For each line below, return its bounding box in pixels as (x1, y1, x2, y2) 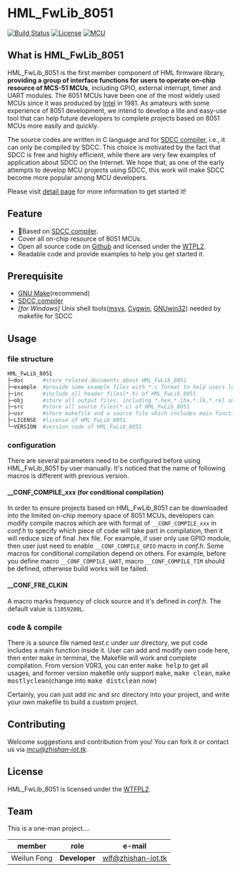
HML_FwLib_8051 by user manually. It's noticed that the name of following (7, 464, 226, 473)
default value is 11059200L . (7, 604, 85, 613)
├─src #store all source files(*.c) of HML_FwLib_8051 (7, 404, 191, 411)
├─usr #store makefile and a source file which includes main (7, 410, 213, 417)
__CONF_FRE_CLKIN (7, 581, 68, 590)
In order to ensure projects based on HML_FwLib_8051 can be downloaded (7, 503, 228, 512)
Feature (7, 208, 43, 220)
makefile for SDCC (17, 312, 73, 321)
